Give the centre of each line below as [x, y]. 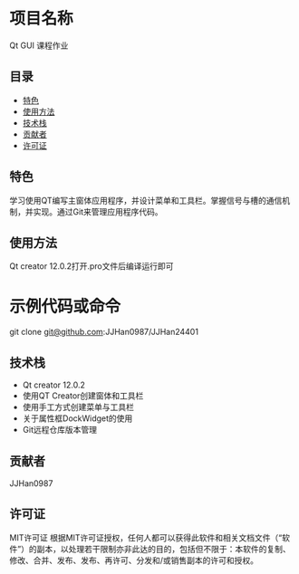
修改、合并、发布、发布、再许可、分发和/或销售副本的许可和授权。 [134, 560]
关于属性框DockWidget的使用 [77, 418]
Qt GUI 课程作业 [39, 45]
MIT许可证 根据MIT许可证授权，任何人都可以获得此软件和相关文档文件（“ [146, 537]
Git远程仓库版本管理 [60, 430]
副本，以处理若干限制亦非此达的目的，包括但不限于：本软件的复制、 [164, 549]
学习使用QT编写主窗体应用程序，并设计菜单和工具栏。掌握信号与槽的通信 [146, 200]
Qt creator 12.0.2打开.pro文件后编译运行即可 [92, 266]
